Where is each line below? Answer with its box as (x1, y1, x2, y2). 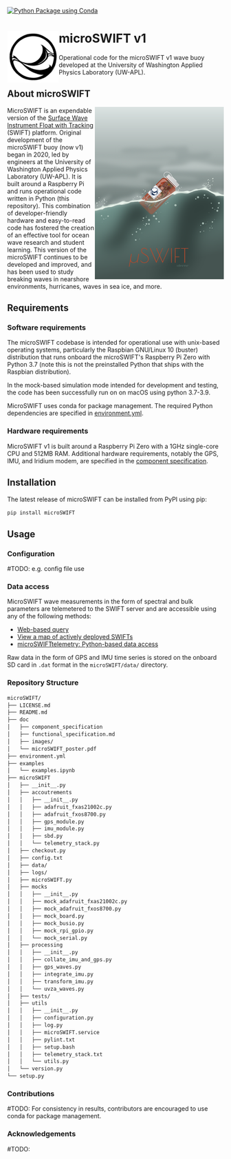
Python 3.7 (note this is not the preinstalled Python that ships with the (7, 361, 204, 369)
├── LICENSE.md (7, 702, 51, 709)
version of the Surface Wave (7, 114, 88, 122)
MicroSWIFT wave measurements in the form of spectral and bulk (7, 597, 194, 606)
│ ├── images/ (7, 738, 54, 745)
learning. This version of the (7, 245, 87, 254)
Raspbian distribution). (7, 367, 71, 376)
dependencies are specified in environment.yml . (7, 409, 144, 417)
